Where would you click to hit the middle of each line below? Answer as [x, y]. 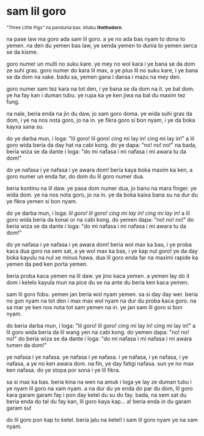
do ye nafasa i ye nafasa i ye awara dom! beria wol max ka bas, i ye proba [99, 244]
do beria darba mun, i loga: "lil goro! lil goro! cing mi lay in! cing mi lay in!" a [101, 325]
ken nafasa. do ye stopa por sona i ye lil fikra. [63, 370]
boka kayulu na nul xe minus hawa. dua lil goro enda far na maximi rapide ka [102, 257]
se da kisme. [22, 52]
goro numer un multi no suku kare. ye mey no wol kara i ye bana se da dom [101, 64]
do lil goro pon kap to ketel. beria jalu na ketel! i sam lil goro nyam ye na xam [102, 419]
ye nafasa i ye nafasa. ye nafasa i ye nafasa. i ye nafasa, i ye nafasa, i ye [97, 357]
